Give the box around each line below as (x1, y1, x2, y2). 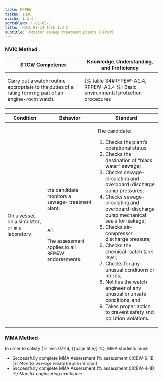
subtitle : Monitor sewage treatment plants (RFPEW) (5, 30, 114, 35)
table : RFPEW (5, 7, 32, 12)
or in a (7, 224, 22, 231)
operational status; (105, 145, 148, 151)
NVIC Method (5, 46, 38, 53)
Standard (115, 115, 137, 122)
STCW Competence (20, 61, 67, 68)
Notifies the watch (105, 278, 147, 285)
